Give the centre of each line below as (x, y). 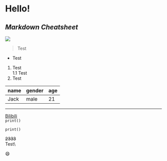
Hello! (18, 9)
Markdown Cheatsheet (42, 27)
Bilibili (11, 116)
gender (35, 90)
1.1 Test (20, 73)
